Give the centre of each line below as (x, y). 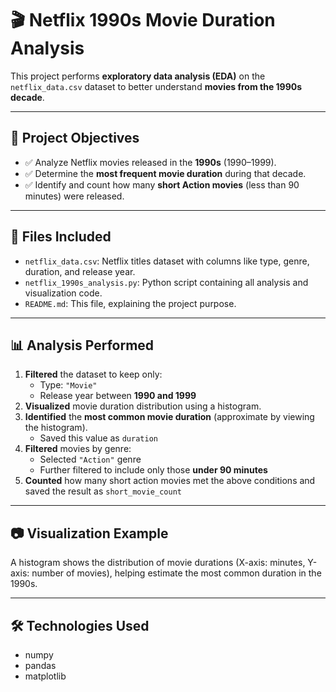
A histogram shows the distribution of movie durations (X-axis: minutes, (158, 563)
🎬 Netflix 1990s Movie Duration (143, 20)
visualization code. (63, 293)
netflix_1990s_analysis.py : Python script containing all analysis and (166, 282)
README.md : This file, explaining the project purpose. (130, 303)
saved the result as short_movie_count (103, 491)
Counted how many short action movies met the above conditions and (170, 481)
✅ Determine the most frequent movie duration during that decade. (165, 173)
